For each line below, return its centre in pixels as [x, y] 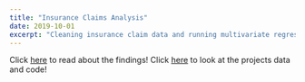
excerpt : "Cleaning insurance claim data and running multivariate [140, 34]
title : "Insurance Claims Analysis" [79, 18]
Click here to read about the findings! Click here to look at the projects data [150, 60]
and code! [28, 69]
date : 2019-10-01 [42, 26]
